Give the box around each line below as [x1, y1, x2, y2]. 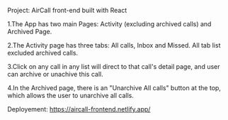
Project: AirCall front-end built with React [7, 6, 127, 14]
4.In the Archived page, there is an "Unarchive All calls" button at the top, [7, 84, 222, 92]
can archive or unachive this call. [7, 70, 104, 78]
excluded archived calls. [7, 49, 79, 57]
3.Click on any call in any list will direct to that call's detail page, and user [7, 62, 221, 70]
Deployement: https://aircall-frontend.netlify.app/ [7, 105, 151, 113]
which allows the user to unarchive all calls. [7, 92, 135, 99]
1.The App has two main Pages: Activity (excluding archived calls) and [7, 20, 212, 28]
